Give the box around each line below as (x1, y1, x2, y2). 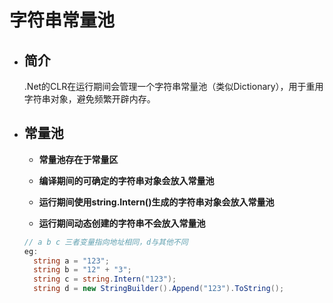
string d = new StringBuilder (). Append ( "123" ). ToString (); (33, 284, 285, 294)
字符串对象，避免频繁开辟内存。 (23, 93, 156, 105)
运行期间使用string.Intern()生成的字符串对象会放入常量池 (38, 196, 275, 208)
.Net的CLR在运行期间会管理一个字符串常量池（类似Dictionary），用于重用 (23, 81, 324, 92)
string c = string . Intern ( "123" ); (33, 274, 177, 285)
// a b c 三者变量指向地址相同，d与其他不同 (23, 237, 189, 247)
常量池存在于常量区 (38, 153, 119, 165)
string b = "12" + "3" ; (33, 265, 132, 275)
